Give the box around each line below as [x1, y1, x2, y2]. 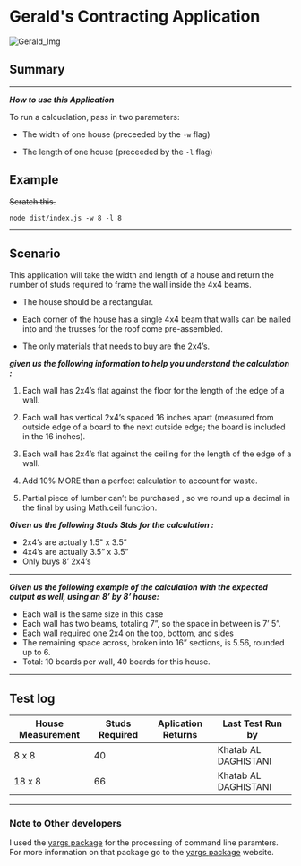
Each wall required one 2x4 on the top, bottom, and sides [21, 628, 235, 638]
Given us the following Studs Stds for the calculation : [9, 520, 214, 531]
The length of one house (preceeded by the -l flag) [21, 146, 213, 157]
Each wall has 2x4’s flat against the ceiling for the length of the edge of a [21, 448, 292, 459]
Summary [9, 62, 65, 77]
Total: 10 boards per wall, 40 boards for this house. [21, 656, 211, 667]
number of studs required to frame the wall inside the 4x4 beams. [9, 280, 253, 290]
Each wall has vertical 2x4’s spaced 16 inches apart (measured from [21, 412, 275, 423]
